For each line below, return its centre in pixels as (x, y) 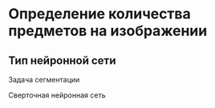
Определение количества (99, 14)
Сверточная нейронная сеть (57, 95)
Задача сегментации (44, 80)
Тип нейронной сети (62, 60)
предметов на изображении (108, 31)
